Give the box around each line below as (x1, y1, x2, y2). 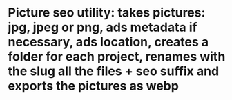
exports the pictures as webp (8, 78, 179, 94)
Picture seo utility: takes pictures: (8, 5, 206, 21)
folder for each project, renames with (8, 49, 226, 65)
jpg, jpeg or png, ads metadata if (8, 19, 197, 35)
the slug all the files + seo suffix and (8, 63, 220, 79)
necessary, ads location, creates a (8, 34, 209, 50)
